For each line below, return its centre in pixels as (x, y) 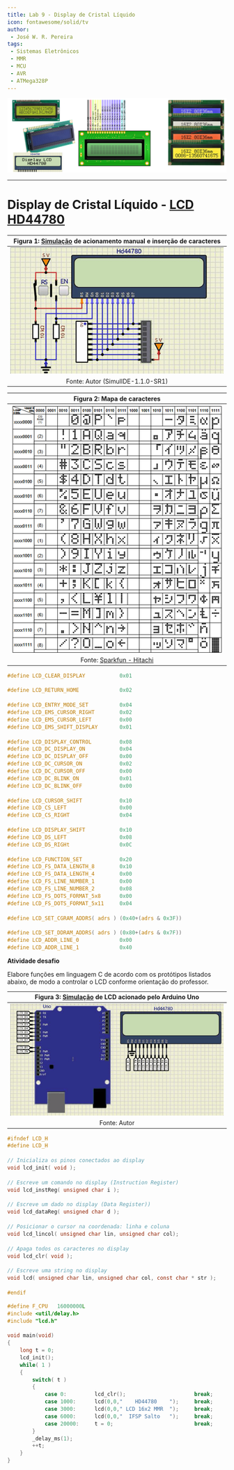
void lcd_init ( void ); (42, 1168)
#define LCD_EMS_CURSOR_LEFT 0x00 (70, 720)
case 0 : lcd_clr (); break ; (129, 1394)
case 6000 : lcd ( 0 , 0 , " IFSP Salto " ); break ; (129, 1416)
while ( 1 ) (36, 1365)
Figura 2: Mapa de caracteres (117, 399)
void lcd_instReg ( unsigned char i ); (63, 1190)
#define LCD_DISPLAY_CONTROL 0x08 (70, 742)
